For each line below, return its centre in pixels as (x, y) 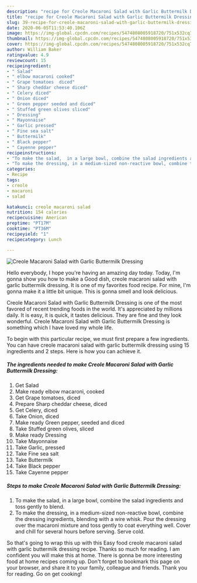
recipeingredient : (29, 66)
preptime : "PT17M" (29, 223)
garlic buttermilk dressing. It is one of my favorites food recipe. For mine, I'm (99, 285)
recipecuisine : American (37, 218)
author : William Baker (34, 50)
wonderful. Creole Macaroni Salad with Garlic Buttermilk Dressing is (88, 321)
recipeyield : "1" (28, 234)
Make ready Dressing (41, 435)
